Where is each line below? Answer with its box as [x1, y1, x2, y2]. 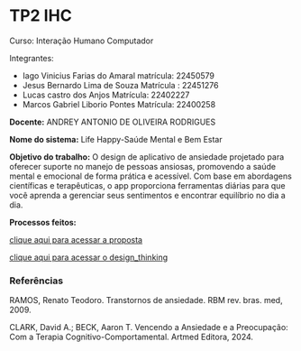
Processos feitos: [9, 217, 77, 227]
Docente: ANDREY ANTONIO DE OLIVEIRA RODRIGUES [9, 116, 216, 127]
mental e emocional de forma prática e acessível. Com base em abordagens [9, 171, 293, 181]
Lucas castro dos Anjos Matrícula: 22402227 [22, 89, 190, 100]
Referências [9, 274, 64, 287]
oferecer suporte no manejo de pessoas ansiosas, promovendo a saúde [9, 161, 277, 171]
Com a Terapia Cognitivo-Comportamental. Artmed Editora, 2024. [9, 331, 254, 343]
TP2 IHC [9, 5, 72, 26]
